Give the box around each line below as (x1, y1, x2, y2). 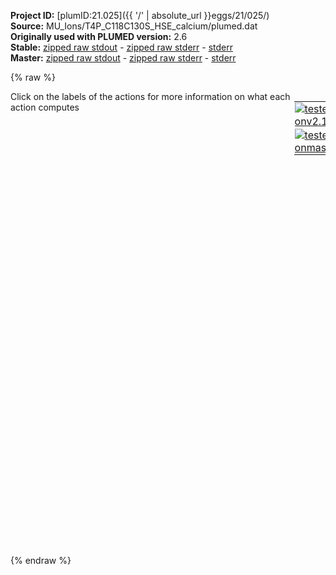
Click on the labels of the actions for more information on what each (10, 91, 291, 102)
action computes (10, 101, 80, 113)
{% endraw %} (10, 555, 72, 566)
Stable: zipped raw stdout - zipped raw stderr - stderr (10, 41, 233, 53)
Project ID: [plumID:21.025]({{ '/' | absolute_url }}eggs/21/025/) (10, 10, 270, 21)
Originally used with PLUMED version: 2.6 (10, 31, 188, 42)
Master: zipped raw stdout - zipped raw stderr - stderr (10, 52, 237, 64)
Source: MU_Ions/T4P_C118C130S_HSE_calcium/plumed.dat (10, 20, 258, 32)
